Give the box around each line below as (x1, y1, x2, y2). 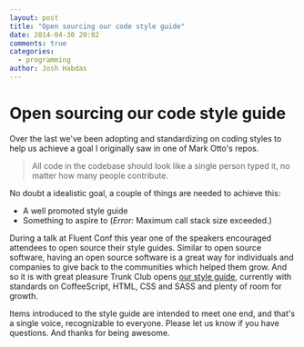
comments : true (9, 38, 67, 48)
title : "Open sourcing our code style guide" (9, 22, 185, 31)
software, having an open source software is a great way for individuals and (9, 252, 294, 263)
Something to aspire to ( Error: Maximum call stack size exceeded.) (22, 214, 273, 225)
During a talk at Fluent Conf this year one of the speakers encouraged (9, 233, 272, 243)
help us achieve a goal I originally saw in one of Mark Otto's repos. (9, 143, 259, 154)
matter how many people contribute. (31, 170, 168, 181)
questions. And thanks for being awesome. (9, 327, 170, 338)
